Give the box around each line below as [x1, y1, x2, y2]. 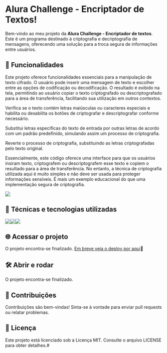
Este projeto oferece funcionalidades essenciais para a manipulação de [5, 74, 152, 80]
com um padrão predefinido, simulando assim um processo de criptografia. [5, 130, 161, 136]
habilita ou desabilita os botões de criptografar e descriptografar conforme [5, 110, 159, 116]
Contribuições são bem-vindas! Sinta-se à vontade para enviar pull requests [5, 304, 162, 310]
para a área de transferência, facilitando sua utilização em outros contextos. [5, 95, 162, 101]
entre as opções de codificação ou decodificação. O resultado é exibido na [5, 85, 160, 91]
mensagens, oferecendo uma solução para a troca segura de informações [5, 41, 158, 47]
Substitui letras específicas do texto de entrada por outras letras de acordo [5, 125, 160, 131]
